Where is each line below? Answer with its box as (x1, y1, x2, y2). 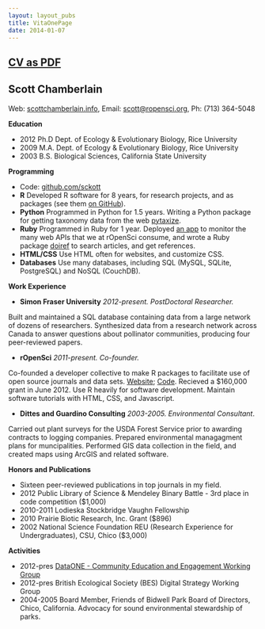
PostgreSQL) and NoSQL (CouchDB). (19, 266, 141, 276)
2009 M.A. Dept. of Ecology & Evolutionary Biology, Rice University (19, 143, 239, 152)
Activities (8, 546, 41, 555)
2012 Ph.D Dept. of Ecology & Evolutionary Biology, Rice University (19, 134, 237, 143)
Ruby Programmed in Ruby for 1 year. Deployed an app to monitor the (19, 223, 247, 234)
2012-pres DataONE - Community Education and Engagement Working (19, 561, 251, 570)
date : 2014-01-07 (8, 26, 66, 34)
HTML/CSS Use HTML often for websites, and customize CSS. (19, 249, 225, 258)
